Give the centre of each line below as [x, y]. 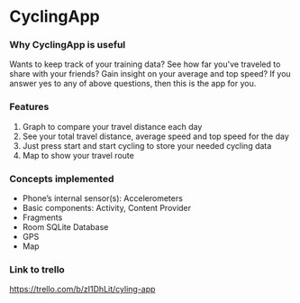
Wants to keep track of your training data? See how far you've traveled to [145, 64]
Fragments [42, 217]
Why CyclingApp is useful [68, 45]
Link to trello [37, 270]
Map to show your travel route [78, 155]
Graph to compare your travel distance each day [112, 126]
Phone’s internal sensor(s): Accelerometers [102, 198]
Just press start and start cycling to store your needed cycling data [147, 145]
